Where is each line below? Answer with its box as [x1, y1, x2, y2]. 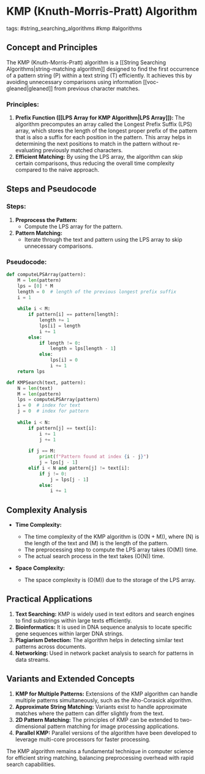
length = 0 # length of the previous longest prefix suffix [17, 288, 176, 295]
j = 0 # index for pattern [17, 408, 89, 415]
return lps [17, 368, 45, 375]
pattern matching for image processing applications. [47, 722, 179, 730]
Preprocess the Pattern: [15, 216, 78, 223]
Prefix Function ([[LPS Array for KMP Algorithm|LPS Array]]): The [15, 114, 185, 121]
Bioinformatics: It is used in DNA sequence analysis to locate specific [15, 623, 193, 630]
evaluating [15, 147, 42, 154]
